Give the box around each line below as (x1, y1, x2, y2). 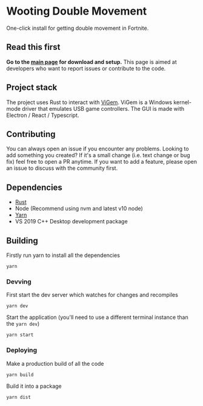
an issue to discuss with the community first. (6, 164, 118, 172)
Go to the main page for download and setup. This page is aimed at (6, 58, 177, 65)
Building (6, 236, 38, 246)
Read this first (6, 42, 61, 52)
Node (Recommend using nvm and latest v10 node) (15, 205, 144, 212)
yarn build (6, 371, 34, 378)
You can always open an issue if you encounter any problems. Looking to (6, 145, 189, 153)
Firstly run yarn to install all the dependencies (6, 251, 120, 259)
